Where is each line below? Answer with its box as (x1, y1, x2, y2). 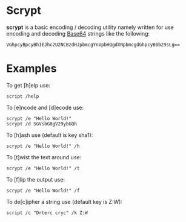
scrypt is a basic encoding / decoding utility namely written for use (6, 24, 174, 31)
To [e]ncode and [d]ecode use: (6, 104, 84, 111)
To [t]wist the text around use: (6, 153, 82, 160)
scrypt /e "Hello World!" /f (6, 188, 80, 194)
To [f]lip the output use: (6, 176, 65, 183)
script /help (6, 93, 39, 100)
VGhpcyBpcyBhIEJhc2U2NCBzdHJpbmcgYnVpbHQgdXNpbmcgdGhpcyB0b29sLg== (6, 42, 181, 48)
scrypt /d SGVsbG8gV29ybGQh (6, 121, 78, 127)
